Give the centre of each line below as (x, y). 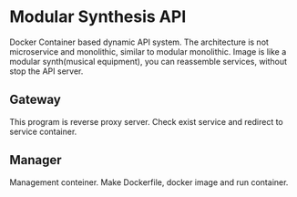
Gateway (35, 100)
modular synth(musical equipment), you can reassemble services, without (148, 61)
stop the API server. (46, 71)
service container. (43, 131)
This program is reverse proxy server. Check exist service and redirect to (147, 121)
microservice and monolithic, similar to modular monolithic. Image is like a (148, 51)
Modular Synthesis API (98, 17)
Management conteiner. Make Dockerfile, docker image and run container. (149, 182)
